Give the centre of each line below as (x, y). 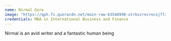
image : (12, 14)
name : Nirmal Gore (24, 10)
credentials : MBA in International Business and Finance (67, 19)
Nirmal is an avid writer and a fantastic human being (59, 33)
